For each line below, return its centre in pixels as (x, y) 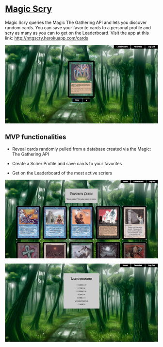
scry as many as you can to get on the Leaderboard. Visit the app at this (77, 33)
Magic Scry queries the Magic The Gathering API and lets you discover (76, 22)
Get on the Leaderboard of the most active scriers (62, 173)
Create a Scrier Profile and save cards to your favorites (67, 163)
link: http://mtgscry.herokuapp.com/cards (47, 38)
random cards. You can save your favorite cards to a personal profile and (78, 27)
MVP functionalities (36, 137)
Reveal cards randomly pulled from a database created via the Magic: (81, 149)
